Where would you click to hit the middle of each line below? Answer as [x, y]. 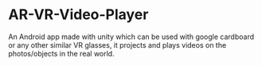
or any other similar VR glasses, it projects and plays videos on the [117, 45]
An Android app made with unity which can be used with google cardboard [131, 37]
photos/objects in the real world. [61, 53]
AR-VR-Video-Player [78, 15]
